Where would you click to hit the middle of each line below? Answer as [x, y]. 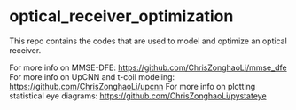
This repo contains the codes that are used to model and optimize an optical [148, 41]
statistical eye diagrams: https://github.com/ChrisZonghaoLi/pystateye [138, 96]
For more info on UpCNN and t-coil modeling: [92, 76]
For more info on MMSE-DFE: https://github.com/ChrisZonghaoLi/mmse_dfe [148, 67]
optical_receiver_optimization [121, 16]
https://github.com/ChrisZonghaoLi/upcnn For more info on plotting [132, 86]
